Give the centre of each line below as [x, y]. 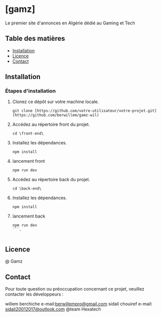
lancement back [29, 216]
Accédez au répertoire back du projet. [51, 180]
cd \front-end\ [28, 134]
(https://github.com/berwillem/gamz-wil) [55, 115]
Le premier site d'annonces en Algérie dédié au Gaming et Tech [70, 23]
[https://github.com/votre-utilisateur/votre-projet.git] [96, 111]
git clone [23, 111]
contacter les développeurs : [34, 294]
